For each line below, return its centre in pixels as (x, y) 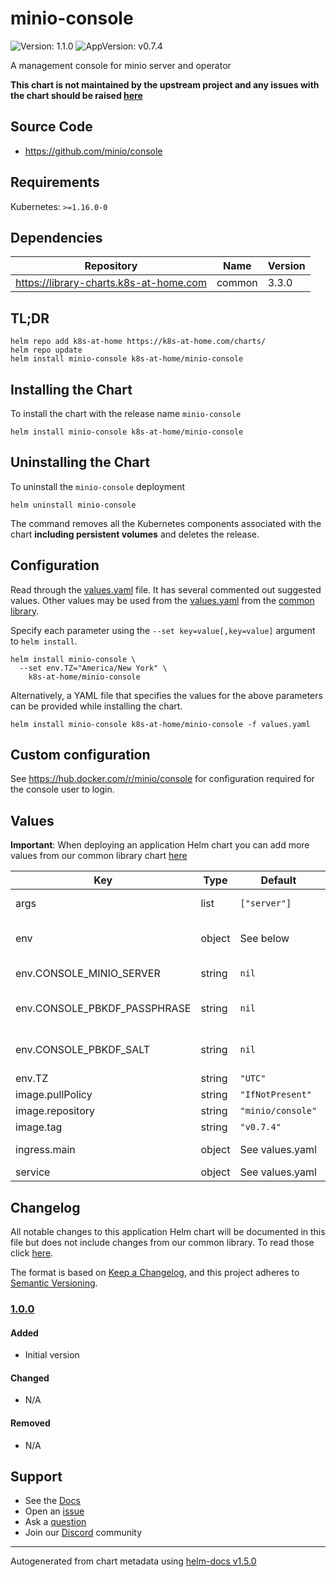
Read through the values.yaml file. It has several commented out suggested (166, 589)
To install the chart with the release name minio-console (126, 413)
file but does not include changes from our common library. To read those (162, 1243)
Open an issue (54, 1511)
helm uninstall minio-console (73, 505)
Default (278, 880)
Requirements (55, 182)
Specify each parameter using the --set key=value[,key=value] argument (163, 630)
